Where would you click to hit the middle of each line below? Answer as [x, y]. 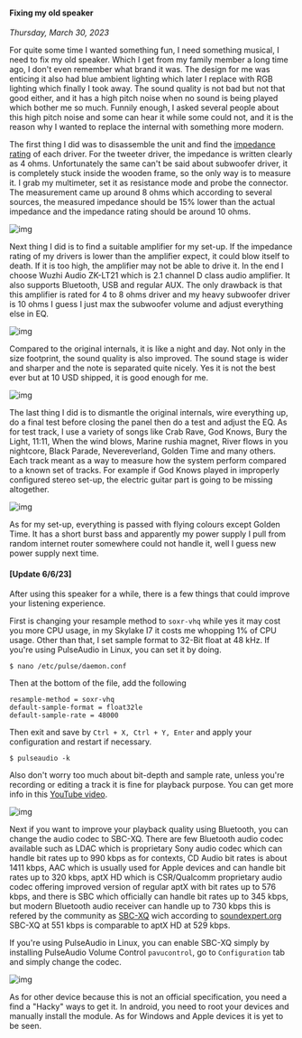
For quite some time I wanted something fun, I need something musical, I [144, 51]
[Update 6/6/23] [41, 574]
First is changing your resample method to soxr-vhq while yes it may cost [145, 621]
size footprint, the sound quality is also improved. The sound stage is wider [149, 359]
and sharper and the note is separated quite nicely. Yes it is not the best [143, 368]
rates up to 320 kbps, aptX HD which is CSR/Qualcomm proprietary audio [146, 877]
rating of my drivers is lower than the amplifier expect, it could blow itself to [150, 257]
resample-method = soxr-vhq [62, 700]
